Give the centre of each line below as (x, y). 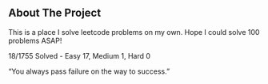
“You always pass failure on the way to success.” (89, 71)
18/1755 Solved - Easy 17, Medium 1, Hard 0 (79, 55)
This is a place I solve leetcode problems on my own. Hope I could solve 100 (134, 32)
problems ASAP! (35, 40)
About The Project (55, 13)
